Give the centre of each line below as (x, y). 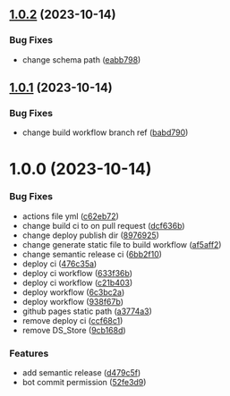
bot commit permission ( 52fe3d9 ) (84, 383)
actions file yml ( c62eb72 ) (70, 216)
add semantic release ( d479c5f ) (81, 373)
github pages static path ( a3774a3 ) (87, 311)
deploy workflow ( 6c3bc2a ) (73, 292)
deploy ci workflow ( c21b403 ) (77, 282)
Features (29, 353)
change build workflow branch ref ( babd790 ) (105, 132)
